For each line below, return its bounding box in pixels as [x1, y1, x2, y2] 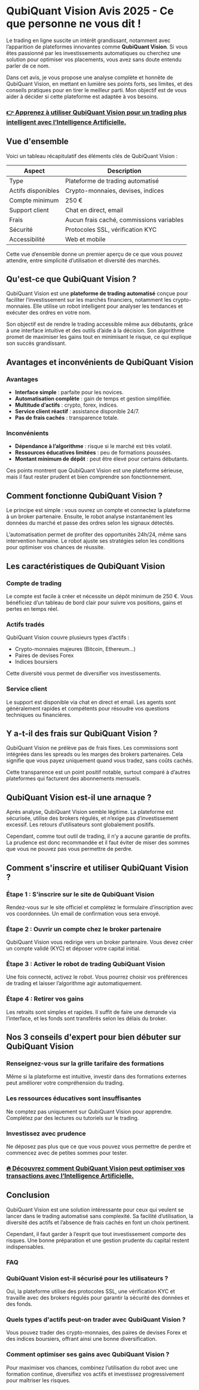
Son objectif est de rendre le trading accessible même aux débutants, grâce [6, 320, 193, 328]
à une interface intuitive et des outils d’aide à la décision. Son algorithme [6, 327, 185, 334]
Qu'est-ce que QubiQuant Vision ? [6, 274, 137, 284]
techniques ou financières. [6, 711, 72, 718]
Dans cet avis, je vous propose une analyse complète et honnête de [6, 74, 173, 81]
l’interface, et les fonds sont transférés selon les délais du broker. [6, 1015, 167, 1022]
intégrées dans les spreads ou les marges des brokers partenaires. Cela [6, 750, 183, 758]
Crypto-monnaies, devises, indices [65, 186, 164, 195]
